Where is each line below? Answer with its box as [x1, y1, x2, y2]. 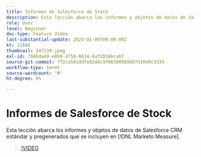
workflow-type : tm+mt [6, 64, 60, 71]
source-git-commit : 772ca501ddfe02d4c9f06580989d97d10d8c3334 [6, 59, 165, 65]
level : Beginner [6, 25, 47, 32]
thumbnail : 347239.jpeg [6, 48, 66, 54]
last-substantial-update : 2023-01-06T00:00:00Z [6, 37, 127, 43]
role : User [6, 20, 33, 26]
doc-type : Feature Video [6, 31, 68, 37]
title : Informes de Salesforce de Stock [6, 8, 109, 15]
